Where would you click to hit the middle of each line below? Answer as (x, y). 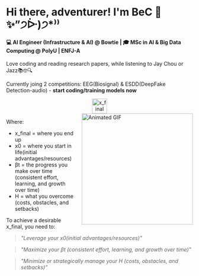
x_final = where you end (44, 133)
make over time (33, 171)
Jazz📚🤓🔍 (19, 70)
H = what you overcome (44, 196)
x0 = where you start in (43, 146)
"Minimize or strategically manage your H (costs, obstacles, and (99, 261)
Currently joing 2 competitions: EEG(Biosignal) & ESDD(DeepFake (86, 84)
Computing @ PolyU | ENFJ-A (43, 50)
